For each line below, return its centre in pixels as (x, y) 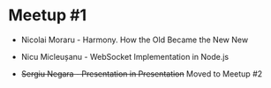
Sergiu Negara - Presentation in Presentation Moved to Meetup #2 (142, 73)
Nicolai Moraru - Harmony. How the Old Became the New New (135, 40)
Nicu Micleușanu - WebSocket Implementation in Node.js (125, 56)
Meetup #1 (48, 15)
